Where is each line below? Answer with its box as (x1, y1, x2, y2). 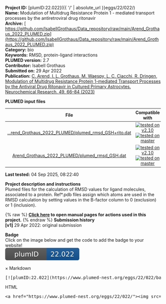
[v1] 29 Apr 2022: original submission (5, 222, 82, 228)
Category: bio (5, 47, 34, 52)
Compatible (135, 109, 160, 115)
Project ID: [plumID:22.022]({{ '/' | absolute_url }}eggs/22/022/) (5, 5, 135, 10)
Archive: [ (5, 20, 26, 26)
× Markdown (5, 265, 31, 271)
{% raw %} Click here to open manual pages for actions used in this (5, 211, 147, 217)
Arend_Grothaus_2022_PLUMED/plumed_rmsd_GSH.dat (12, 152, 126, 158)
